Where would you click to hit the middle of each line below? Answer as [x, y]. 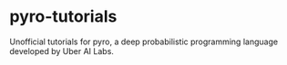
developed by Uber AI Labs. [61, 51]
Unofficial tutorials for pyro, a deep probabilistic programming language [144, 42]
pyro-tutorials [63, 17]
